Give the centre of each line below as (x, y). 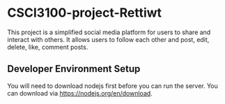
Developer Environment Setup (74, 69)
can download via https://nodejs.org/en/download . (80, 93)
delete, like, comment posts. (48, 47)
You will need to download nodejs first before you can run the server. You (113, 86)
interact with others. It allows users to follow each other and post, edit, (108, 39)
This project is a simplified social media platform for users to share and (109, 32)
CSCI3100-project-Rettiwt (85, 13)
